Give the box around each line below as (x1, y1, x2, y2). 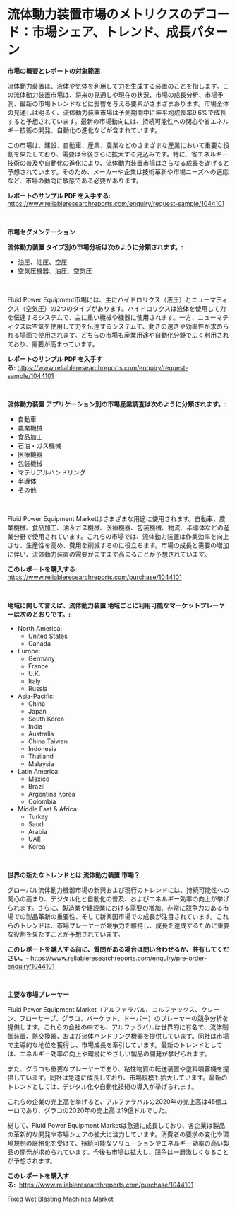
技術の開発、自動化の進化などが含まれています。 (19, 125, 162, 135)
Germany (28, 654, 55, 663)
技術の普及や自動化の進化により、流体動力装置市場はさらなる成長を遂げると (7, 159, 230, 167)
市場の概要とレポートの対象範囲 (7, 67, 100, 75)
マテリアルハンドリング (17, 468, 86, 476)
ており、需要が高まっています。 (7, 339, 99, 348)
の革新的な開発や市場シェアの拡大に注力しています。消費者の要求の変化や (7, 1130, 224, 1138)
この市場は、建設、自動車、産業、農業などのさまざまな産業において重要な (7, 141, 224, 149)
